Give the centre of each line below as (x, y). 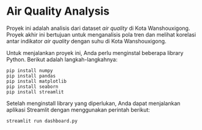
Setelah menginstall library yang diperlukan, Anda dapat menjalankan (93, 103)
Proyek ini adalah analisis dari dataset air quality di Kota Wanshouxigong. (98, 28)
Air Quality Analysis (58, 11)
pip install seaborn (33, 87)
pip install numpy (30, 70)
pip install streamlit (35, 92)
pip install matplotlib (37, 81)
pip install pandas (31, 76)
